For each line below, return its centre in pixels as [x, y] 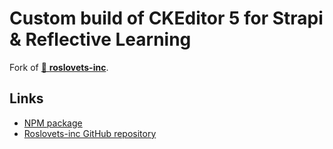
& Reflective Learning [100, 39]
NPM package [53, 123]
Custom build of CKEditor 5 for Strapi [166, 18]
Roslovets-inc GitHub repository [90, 133]
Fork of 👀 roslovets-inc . [59, 67]
